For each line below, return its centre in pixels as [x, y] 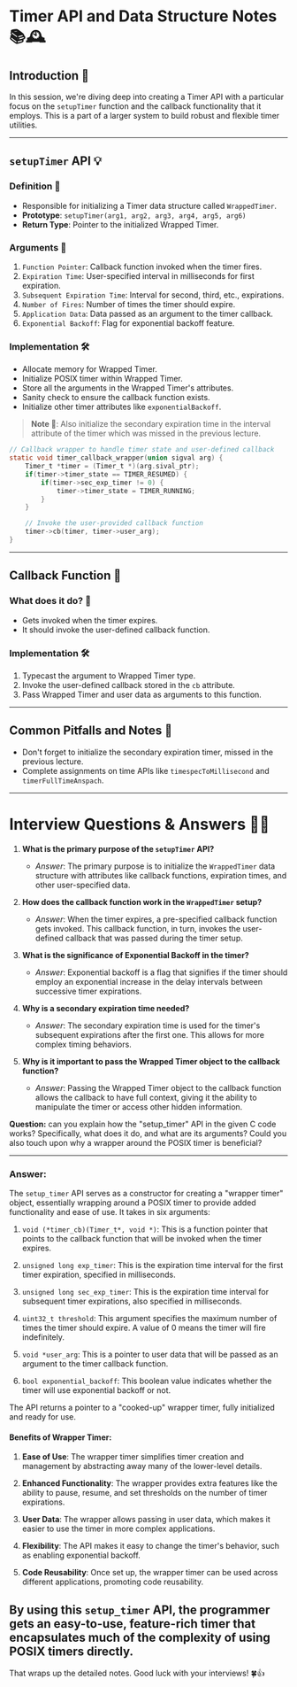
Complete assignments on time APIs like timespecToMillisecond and [145, 770]
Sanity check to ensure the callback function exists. [116, 398]
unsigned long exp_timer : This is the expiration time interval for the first [152, 1265]
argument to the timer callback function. [95, 1363]
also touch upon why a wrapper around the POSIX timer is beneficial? [136, 1142]
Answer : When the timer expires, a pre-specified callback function [156, 919]
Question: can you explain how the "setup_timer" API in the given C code [143, 1124]
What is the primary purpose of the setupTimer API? [118, 848]
